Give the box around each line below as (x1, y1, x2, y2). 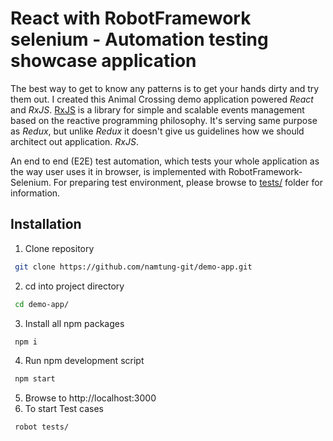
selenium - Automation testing (10, 28, 269, 51)
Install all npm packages (24, 317, 125, 329)
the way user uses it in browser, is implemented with (10, 165, 227, 177)
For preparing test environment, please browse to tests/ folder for (53, 176, 323, 188)
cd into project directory (24, 280, 125, 292)
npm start (14, 374, 56, 384)
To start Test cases (24, 403, 104, 415)
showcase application (10, 50, 197, 72)
